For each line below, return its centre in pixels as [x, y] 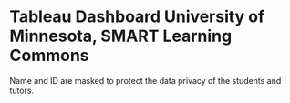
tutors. [22, 90]
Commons [49, 56]
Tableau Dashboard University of [137, 17]
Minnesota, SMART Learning [121, 36]
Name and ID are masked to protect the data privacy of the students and [145, 80]
